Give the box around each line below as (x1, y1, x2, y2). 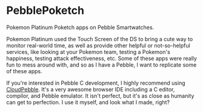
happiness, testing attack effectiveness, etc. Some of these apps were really (6, 54, 197, 62)
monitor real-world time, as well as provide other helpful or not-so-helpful (6, 42, 191, 49)
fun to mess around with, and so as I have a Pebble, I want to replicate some (6, 61, 197, 68)
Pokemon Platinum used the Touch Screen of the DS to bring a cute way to (6, 35, 193, 42)
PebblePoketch (6, 4, 85, 18)
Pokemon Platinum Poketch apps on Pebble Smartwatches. (6, 24, 155, 31)
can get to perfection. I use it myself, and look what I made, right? (6, 98, 170, 106)
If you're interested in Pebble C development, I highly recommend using (6, 79, 186, 87)
